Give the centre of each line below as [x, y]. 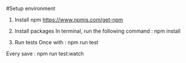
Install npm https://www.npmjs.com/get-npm [69, 20]
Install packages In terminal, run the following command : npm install [97, 31]
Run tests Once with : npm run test [56, 42]
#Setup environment [31, 8]
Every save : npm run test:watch [45, 54]
